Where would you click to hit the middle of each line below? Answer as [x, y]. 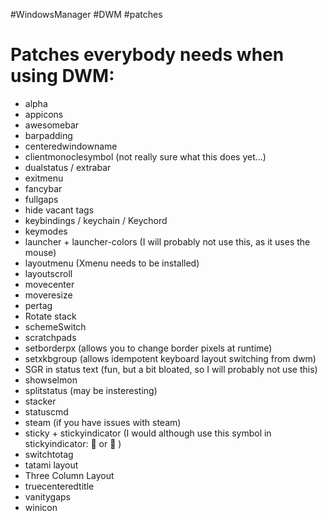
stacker [40, 401]
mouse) [40, 252]
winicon [41, 507]
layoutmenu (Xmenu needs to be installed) [112, 263]
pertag [38, 305]
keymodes [46, 231]
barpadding [48, 135]
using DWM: [62, 76]
